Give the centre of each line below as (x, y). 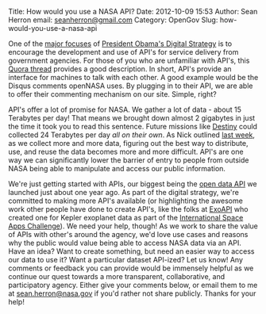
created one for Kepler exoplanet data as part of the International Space (126, 218)
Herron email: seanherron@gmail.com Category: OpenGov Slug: (113, 20)
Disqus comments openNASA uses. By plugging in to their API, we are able (131, 86)
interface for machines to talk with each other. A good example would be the (133, 77)
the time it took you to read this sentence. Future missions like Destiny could (133, 126)
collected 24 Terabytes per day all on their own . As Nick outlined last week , (132, 135)
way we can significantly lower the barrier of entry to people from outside (129, 160)
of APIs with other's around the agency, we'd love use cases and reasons (128, 234)
